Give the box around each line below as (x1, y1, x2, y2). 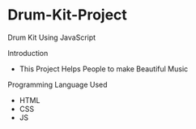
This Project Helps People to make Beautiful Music (19, 63, 189, 74)
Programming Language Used (7, 80, 108, 89)
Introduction (7, 48, 49, 58)
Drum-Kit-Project (7, 6, 127, 24)
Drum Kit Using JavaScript (7, 32, 96, 42)
